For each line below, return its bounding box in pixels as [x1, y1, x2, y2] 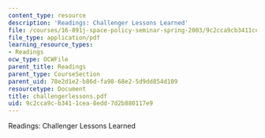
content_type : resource [8, 11, 87, 20]
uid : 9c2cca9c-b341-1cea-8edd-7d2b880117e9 [8, 99, 154, 107]
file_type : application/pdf [8, 33, 101, 42]
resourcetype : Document [8, 84, 87, 93]
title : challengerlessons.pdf [8, 92, 108, 100]
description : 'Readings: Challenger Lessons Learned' [8, 19, 189, 27]
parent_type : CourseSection [8, 70, 101, 78]
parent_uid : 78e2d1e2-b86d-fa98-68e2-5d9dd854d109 [8, 77, 178, 85]
